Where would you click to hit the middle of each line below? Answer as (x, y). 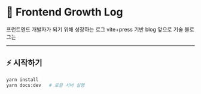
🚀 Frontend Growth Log (65, 12)
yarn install (22, 80)
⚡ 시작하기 (24, 63)
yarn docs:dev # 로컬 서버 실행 (45, 85)
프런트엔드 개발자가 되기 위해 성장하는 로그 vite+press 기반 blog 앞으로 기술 (95, 29)
